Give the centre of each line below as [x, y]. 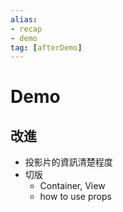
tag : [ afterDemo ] [46, 47]
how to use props [75, 197]
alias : [24, 19]
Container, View [72, 186]
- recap [26, 29]
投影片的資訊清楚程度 [68, 162]
